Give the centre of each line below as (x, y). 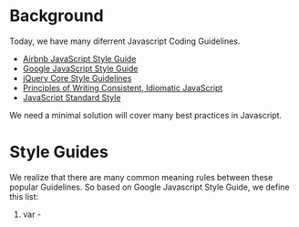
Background (57, 16)
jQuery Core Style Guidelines (77, 77)
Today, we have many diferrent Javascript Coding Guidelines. (125, 41)
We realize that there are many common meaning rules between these (141, 177)
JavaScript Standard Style (72, 98)
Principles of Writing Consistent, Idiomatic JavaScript (123, 88)
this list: (24, 196)
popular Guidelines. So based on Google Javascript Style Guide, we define (149, 187)
